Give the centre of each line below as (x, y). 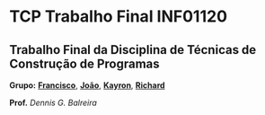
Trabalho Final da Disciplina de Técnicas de (133, 50)
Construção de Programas (84, 63)
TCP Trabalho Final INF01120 (118, 17)
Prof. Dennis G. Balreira (53, 102)
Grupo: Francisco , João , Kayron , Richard (87, 85)
